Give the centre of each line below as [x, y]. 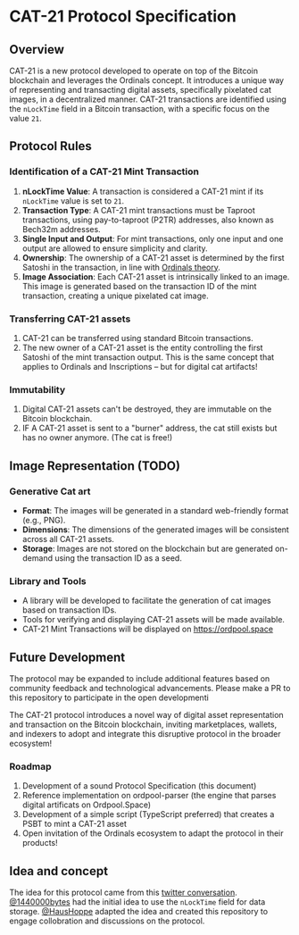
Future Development [67, 657]
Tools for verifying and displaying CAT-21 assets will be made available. [154, 620]
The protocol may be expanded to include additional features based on [140, 679]
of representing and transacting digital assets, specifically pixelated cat [141, 90]
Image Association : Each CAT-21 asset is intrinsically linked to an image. [156, 276]
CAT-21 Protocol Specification [123, 17]
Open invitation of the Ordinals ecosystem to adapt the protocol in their [153, 833]
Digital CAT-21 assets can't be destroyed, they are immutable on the [147, 409]
